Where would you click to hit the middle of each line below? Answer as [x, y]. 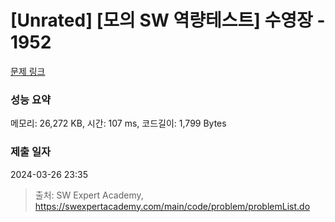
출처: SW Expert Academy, [89, 195]
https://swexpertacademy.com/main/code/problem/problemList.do [172, 206]
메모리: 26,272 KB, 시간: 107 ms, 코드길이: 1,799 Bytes [118, 123]
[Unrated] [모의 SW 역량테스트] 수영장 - [168, 20]
